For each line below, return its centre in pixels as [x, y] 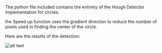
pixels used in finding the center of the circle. [51, 27]
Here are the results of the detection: [43, 36]
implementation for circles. [32, 12]
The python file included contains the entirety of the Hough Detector [75, 7]
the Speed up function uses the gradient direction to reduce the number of [81, 22]
